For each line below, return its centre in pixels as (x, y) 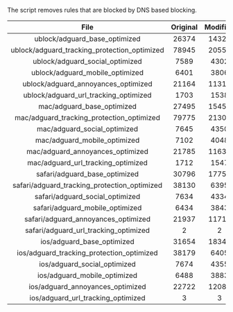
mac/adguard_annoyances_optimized (88, 151)
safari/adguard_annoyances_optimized (87, 219)
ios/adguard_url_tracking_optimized (87, 298)
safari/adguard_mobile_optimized (87, 208)
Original (184, 27)
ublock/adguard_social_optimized (87, 61)
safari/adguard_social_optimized (87, 197)
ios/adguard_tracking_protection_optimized (87, 253)
